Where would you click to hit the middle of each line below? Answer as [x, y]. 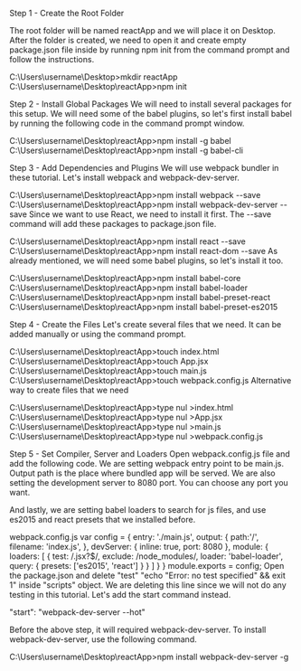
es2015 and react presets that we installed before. [103, 520]
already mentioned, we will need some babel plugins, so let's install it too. [146, 260]
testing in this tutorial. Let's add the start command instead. [120, 595]
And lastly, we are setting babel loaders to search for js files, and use [138, 510]
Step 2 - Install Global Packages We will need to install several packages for [150, 104]
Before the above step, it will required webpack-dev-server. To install [138, 629]
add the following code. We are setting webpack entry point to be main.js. [147, 463]
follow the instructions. [52, 59]
